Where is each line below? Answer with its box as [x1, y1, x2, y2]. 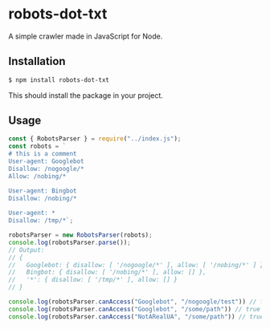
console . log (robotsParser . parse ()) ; [8, 238, 131, 246]
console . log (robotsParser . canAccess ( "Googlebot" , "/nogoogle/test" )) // [8, 298, 257, 306]
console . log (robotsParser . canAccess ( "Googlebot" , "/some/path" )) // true [8, 305, 261, 313]
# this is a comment [8, 150, 78, 158]
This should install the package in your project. [8, 90, 163, 100]
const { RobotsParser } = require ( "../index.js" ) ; [8, 135, 182, 143]
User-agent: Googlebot [8, 157, 84, 165]
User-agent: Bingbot [8, 186, 78, 195]
